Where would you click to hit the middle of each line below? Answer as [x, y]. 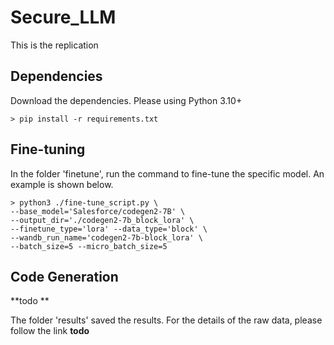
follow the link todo [50, 331]
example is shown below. [62, 184]
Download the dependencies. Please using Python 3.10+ [126, 100]
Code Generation [64, 276]
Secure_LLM [63, 17]
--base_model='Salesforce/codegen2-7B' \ [98, 211]
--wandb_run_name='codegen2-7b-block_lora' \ [106, 237]
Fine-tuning [48, 149]
